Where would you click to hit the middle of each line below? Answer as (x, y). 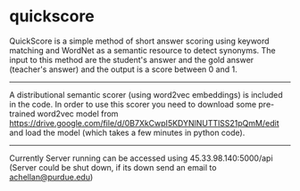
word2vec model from (78, 114)
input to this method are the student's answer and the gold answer (132, 60)
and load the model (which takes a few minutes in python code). (127, 132)
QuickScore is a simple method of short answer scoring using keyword (139, 41)
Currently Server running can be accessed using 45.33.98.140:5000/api (142, 158)
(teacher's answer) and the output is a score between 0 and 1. (124, 69)
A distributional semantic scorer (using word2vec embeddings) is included (146, 94)
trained (22, 114)
